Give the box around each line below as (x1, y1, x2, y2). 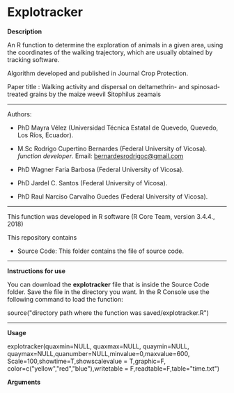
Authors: (7, 109, 32, 118)
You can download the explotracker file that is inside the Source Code (7, 280, 210, 288)
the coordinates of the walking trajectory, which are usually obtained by (7, 48, 213, 56)
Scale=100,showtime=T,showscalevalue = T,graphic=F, (7, 357, 166, 365)
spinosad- (191, 82, 221, 91)
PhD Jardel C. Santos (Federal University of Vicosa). (17, 178, 168, 187)
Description (7, 27, 42, 36)
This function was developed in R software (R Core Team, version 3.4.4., (7, 212, 215, 220)
